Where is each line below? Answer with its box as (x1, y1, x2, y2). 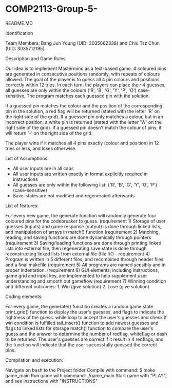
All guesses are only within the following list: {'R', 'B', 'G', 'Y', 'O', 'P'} (12, 181, 158, 188)
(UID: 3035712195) (5, 45, 45, 51)
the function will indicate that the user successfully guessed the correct (5, 341, 158, 347)
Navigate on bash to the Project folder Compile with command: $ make (5, 367, 156, 373)
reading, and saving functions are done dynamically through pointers (5, 234, 151, 241)
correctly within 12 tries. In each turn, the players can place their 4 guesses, (5, 82, 166, 88)
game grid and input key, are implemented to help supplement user (5, 272, 147, 279)
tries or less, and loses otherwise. (5, 145, 77, 152)
